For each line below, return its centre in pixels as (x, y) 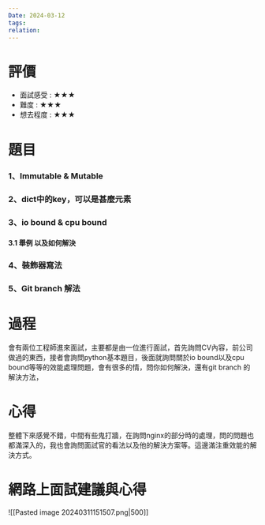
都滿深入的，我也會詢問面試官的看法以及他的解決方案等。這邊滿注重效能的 (129, 445)
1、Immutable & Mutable (56, 176)
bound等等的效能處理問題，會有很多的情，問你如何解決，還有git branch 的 (129, 367)
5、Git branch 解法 (44, 288)
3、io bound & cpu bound (58, 223)
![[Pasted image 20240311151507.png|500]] (78, 512)
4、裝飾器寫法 (35, 265)
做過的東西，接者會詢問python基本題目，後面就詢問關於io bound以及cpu (126, 357)
